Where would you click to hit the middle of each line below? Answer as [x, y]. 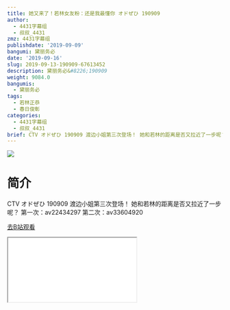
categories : [24, 115]
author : [18, 20]
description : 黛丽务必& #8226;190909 [57, 71]
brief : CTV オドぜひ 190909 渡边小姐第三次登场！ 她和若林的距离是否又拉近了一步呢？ [117, 134]
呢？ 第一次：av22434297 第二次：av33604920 [75, 213]
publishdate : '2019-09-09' [46, 45]
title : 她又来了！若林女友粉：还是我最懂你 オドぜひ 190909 [84, 13]
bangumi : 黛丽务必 [31, 52]
